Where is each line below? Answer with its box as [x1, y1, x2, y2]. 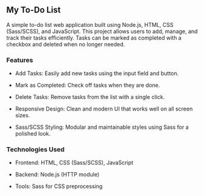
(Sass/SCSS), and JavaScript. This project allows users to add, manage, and [6, 27, 198, 35]
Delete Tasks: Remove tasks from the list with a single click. [15, 93, 165, 101]
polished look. [15, 130, 51, 137]
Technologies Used [6, 145, 65, 154]
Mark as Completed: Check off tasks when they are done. [15, 82, 160, 89]
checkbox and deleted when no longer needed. [6, 40, 125, 48]
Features [6, 56, 33, 64]
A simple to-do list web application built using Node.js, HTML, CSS [6, 21, 174, 28]
